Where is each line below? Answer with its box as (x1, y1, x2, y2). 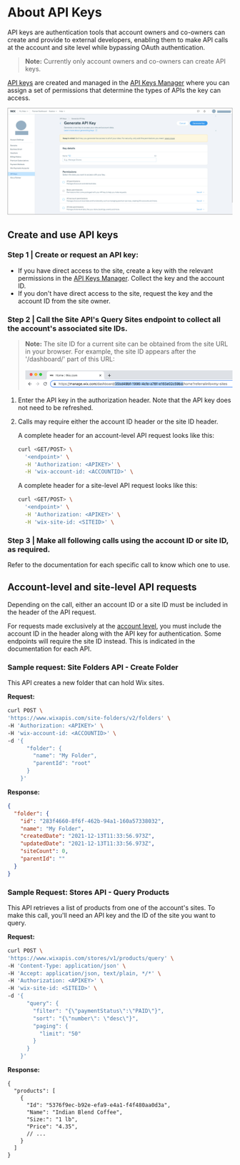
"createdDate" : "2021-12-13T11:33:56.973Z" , (20, 833, 155, 840)
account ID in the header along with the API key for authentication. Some (7, 629, 221, 638)
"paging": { (33, 1022, 69, 1029)
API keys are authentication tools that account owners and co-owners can (7, 28, 226, 36)
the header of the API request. (7, 608, 96, 616)
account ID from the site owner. (17, 296, 111, 305)
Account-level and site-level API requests (7, 581, 197, 594)
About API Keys (7, 4, 102, 21)
